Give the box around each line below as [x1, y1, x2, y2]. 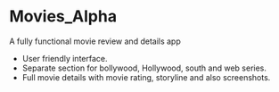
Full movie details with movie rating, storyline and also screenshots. [21, 71, 271, 82]
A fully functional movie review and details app [9, 36, 181, 46]
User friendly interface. [21, 53, 108, 63]
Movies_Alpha [9, 6, 118, 27]
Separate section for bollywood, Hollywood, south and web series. [21, 63, 267, 73]
